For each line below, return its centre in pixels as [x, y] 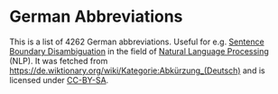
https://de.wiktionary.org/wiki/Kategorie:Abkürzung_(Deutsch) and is [137, 70]
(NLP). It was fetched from [59, 61]
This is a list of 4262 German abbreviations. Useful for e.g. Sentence [137, 42]
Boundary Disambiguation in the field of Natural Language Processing [139, 51]
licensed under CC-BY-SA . [59, 80]
